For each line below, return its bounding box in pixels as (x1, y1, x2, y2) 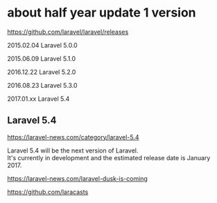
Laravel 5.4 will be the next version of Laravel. (7, 146, 139, 155)
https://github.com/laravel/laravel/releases (7, 28, 129, 36)
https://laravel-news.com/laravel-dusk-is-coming (7, 174, 148, 182)
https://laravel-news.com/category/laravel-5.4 (7, 133, 140, 141)
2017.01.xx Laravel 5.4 (7, 95, 70, 103)
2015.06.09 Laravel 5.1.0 (7, 54, 76, 63)
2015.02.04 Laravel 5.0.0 (7, 41, 78, 49)
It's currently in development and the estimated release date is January (7, 153, 211, 162)
